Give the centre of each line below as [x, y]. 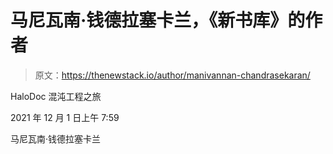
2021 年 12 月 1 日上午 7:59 [65, 117]
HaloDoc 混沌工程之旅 [56, 96]
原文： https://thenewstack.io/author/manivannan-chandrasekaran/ [172, 75]
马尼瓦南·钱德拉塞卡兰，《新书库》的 [158, 20]
